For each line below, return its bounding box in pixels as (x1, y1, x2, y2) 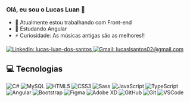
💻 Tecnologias (6, 64, 63, 74)
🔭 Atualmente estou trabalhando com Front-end (14, 19, 132, 26)
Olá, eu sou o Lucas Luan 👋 (6, 5, 85, 14)
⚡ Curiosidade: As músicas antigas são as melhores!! (14, 32, 145, 39)
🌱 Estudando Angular (14, 25, 67, 32)
